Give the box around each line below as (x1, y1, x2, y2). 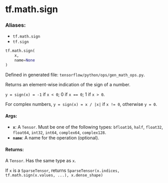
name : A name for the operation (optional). (12, 135, 99, 141)
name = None (14, 58, 36, 63)
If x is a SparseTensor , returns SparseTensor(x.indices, (5, 167, 120, 173)
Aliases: (5, 22, 26, 29)
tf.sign (12, 40, 29, 45)
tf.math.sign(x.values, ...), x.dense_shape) (5, 173, 103, 178)
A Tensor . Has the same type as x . (5, 158, 76, 164)
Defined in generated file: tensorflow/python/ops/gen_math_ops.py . (5, 71, 145, 78)
